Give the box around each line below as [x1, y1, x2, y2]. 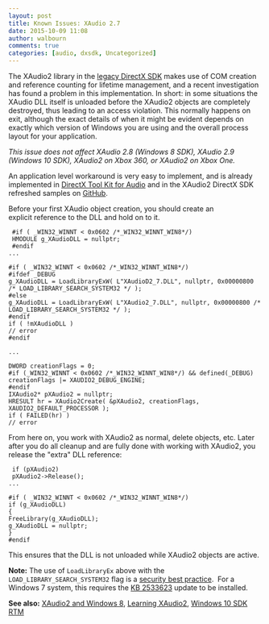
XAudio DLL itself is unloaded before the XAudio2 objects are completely [8, 98, 251, 106]
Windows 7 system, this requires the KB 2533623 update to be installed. [8, 583, 248, 593]
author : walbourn [8, 34, 67, 43]
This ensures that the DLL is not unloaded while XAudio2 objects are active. [8, 550, 260, 560]
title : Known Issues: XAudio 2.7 [8, 19, 121, 27]
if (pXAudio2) [11, 465, 60, 473]
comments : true [8, 42, 60, 50]
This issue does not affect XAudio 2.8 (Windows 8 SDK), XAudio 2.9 [8, 147, 235, 156]
